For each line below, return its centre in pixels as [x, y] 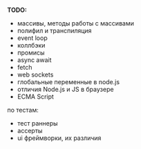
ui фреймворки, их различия [59, 138]
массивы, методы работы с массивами [76, 23]
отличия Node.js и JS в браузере [65, 89]
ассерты [30, 131]
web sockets [35, 74]
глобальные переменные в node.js [68, 82]
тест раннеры [37, 123]
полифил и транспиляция [54, 31]
